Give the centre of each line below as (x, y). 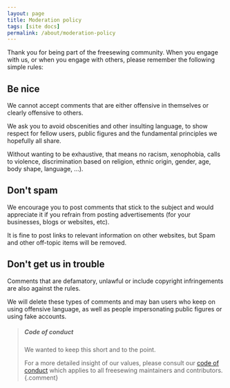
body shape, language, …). (45, 169)
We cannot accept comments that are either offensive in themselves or (108, 106)
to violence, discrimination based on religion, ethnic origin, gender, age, (109, 162)
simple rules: (25, 67)
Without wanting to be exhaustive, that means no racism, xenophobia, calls (114, 154)
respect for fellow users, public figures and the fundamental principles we (112, 134)
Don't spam (33, 191)
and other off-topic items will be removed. (67, 242)
